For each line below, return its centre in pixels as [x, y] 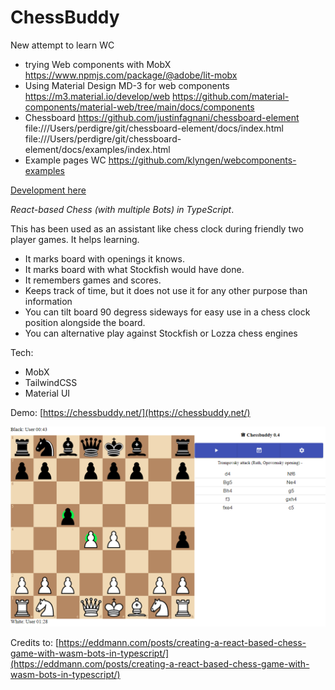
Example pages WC [65, 160]
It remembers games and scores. [93, 280]
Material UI [47, 393]
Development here [48, 190]
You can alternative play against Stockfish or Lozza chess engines [161, 333]
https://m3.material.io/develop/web [97, 96]
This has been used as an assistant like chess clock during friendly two [157, 228]
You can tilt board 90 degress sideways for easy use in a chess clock [167, 312]
